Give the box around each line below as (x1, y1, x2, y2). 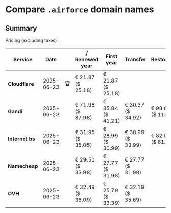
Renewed (75, 56, 98, 63)
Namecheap (8, 163, 38, 169)
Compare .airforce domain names (5, 4, 154, 15)
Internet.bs (8, 135, 36, 142)
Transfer (124, 56, 147, 63)
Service (13, 56, 33, 63)
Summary (5, 24, 37, 33)
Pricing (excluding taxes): (5, 37, 59, 43)
